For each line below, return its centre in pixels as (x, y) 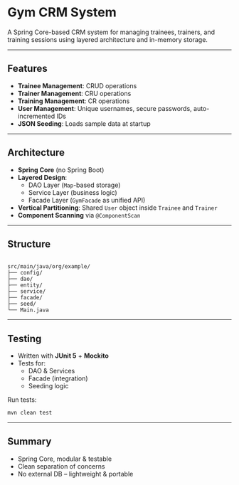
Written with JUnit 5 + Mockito (63, 356)
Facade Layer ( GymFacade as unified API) (87, 200)
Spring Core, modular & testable (65, 459)
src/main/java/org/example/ (49, 267)
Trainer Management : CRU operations (74, 93)
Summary (30, 442)
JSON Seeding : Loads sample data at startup (84, 123)
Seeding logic (48, 386)
